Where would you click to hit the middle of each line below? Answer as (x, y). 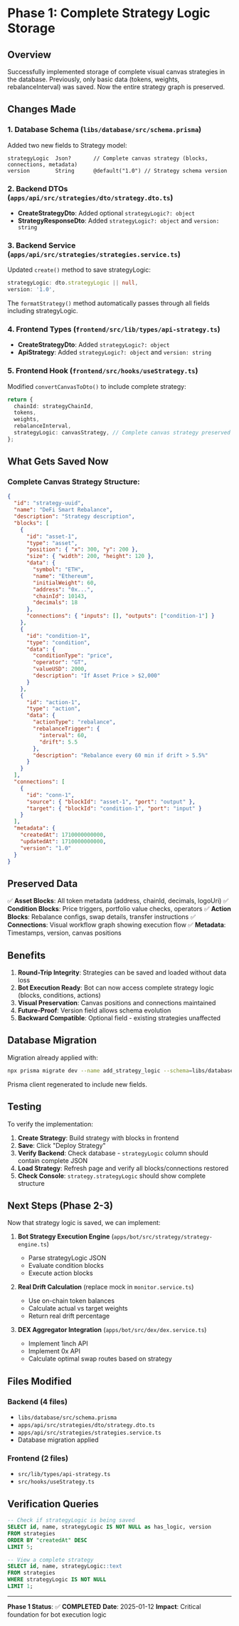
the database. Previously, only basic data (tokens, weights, (94, 79)
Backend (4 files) (37, 1401)
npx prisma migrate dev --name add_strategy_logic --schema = (100, 1071)
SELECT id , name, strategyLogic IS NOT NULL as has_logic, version (110, 1527)
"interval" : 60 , (63, 735)
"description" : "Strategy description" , (74, 517)
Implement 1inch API (58, 1343)
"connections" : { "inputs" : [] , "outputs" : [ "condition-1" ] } (120, 616)
